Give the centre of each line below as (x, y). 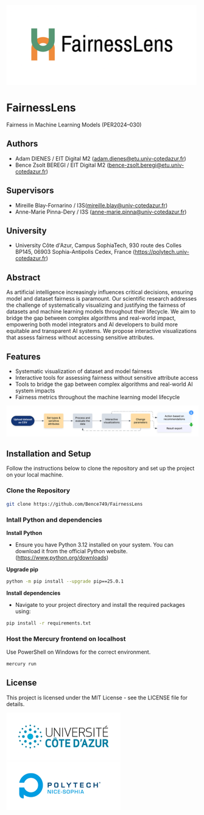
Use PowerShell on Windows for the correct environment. (79, 652)
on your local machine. (35, 475)
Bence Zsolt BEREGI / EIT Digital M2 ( (62, 165)
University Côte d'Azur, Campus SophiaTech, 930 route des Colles (98, 245)
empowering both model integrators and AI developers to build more (92, 324)
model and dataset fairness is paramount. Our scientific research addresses (101, 299)
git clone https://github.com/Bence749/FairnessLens (75, 504)
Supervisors (30, 191)
